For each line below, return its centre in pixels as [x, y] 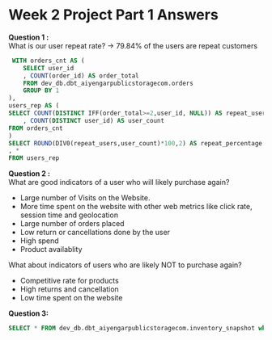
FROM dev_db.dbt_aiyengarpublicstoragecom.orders [108, 83]
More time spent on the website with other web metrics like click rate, [136, 207]
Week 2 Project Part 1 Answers [113, 15]
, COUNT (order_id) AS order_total [81, 76]
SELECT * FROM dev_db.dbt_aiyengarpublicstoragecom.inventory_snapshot [132, 329]
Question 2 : [30, 174]
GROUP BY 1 [41, 90]
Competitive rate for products [69, 281]
